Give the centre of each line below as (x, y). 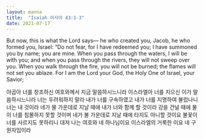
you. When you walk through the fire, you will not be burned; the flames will (101, 66)
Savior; (15, 79)
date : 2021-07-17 (28, 23)
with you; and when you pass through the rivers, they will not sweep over (98, 60)
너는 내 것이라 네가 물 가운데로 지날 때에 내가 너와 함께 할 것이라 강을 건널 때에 (99, 107)
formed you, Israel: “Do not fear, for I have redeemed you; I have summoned (102, 47)
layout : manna (24, 12)
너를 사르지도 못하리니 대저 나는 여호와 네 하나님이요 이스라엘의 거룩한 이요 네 (98, 123)
